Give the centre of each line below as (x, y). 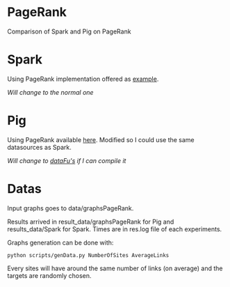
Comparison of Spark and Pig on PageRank (69, 31)
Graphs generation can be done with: (60, 242)
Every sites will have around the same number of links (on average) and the (115, 268)
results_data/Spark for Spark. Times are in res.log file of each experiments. (115, 229)
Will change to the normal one (50, 92)
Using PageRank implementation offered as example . (83, 79)
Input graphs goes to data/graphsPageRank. (71, 208)
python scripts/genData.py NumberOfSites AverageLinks (88, 255)
